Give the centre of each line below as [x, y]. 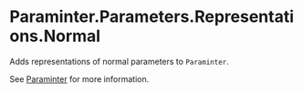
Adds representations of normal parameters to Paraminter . [120, 61]
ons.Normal [55, 36]
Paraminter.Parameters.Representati [152, 17]
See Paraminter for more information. [79, 78]
